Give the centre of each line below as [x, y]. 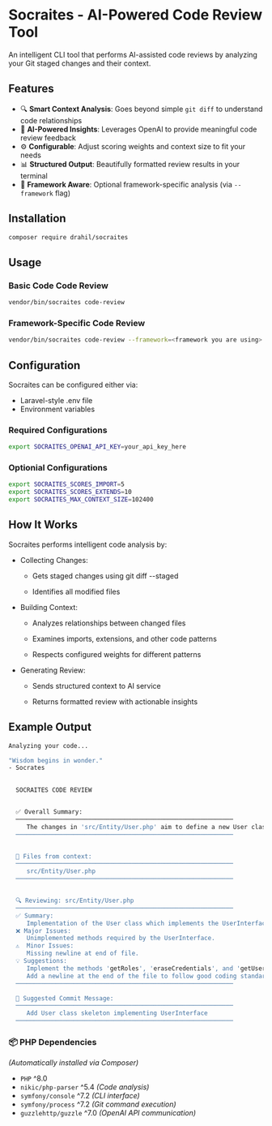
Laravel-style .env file [56, 400]
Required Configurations [58, 430]
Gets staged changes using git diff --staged [105, 576]
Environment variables [57, 409]
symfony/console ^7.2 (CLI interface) [80, 1096]
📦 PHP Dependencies [53, 1042]
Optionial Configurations [58, 468]
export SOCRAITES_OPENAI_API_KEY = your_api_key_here [97, 447]
